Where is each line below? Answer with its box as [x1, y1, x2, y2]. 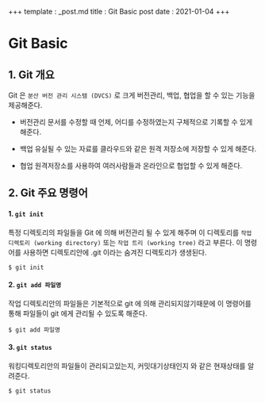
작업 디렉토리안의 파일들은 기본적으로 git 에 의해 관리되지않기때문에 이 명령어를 [8, 298, 252, 308]
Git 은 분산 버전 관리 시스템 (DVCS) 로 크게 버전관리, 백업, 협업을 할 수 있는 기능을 [8, 90, 255, 100]
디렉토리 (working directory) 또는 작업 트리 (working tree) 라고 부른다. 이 [8, 237, 244, 247]
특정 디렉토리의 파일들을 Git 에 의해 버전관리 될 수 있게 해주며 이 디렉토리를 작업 [8, 228, 252, 237]
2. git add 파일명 [8, 280, 62, 290]
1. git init [8, 209, 44, 218]
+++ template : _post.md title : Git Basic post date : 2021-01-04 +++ [8, 7, 230, 16]
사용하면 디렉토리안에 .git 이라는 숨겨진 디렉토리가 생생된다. [22, 248, 207, 257]
